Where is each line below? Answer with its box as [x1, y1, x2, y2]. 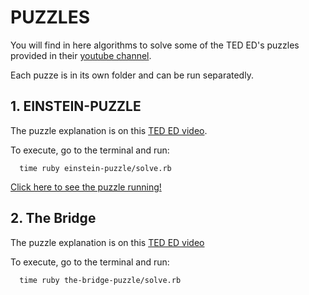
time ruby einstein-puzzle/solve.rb [19, 163, 172, 173]
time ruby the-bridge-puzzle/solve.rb [19, 275, 182, 285]
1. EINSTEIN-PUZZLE [10, 98, 142, 115]
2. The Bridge [10, 210, 97, 227]
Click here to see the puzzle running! [10, 181, 162, 193]
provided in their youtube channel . [10, 49, 152, 61]
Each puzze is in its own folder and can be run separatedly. [10, 69, 254, 81]
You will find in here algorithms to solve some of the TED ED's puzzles [10, 39, 300, 51]
